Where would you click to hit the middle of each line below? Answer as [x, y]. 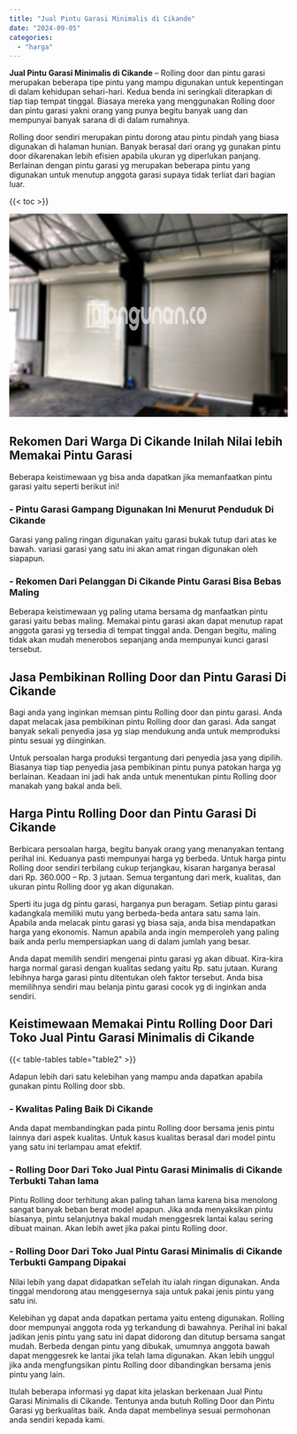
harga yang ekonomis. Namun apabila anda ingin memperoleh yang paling [145, 932]
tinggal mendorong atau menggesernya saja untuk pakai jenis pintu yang [141, 1291]
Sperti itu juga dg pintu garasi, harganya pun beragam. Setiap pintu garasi [144, 903]
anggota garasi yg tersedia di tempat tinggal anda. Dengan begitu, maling [143, 631]
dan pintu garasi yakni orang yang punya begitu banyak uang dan [129, 111]
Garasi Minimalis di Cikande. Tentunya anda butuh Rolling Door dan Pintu [142, 1400]
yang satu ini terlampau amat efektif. [76, 1146]
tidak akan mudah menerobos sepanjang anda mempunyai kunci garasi [139, 640]
